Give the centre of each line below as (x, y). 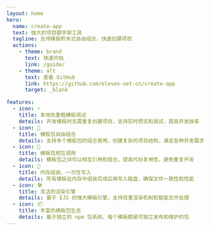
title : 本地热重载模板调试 (52, 115)
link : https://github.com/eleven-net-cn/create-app (100, 84)
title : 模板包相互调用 (48, 154)
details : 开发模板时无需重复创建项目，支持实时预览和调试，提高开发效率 (109, 121)
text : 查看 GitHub (50, 77)
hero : (14, 20)
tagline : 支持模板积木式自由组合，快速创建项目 (72, 39)
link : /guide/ (45, 64)
